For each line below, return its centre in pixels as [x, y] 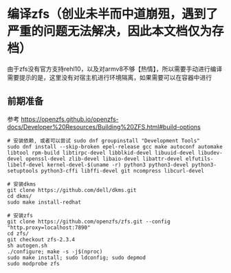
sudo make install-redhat [44, 202]
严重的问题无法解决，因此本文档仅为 [110, 31]
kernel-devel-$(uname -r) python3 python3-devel [118, 165]
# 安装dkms [22, 184]
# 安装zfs [20, 215]
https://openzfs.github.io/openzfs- [69, 119]
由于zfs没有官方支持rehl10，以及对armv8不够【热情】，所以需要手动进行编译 [115, 69]
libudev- [210, 153]
